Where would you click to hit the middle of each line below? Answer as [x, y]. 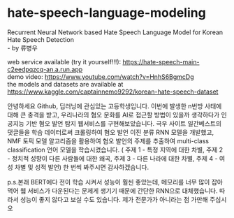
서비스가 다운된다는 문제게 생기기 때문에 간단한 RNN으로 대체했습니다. [123, 191]
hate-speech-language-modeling [107, 13]
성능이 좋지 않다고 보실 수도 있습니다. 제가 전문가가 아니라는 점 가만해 [114, 199]
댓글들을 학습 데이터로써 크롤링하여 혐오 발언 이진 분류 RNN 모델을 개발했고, [111, 132]
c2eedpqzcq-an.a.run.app [45, 69]
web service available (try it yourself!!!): [64, 61]
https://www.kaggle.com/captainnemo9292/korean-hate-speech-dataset [113, 92]
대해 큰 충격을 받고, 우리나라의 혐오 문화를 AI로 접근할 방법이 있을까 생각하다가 [114, 115]
